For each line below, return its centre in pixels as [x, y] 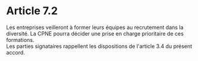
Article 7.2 [32, 11]
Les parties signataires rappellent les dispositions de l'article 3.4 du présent [99, 46]
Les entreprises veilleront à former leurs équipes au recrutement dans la [95, 27]
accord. [16, 52]
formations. [20, 40]
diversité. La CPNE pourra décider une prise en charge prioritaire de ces [95, 33]
